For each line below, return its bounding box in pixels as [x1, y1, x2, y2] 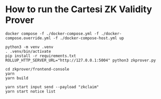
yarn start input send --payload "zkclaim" [5, 84, 99, 89]
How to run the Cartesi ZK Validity [5, 4, 152, 15]
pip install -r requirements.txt [5, 53, 76, 58]
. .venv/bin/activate [5, 49, 51, 54]
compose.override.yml [5, 36, 51, 41]
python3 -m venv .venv [5, 44, 53, 49]
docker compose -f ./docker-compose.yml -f [5, 31, 99, 36]
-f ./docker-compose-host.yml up [53, 36, 124, 41]
